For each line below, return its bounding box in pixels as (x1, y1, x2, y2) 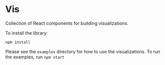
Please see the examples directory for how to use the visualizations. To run (5, 48, 161, 54)
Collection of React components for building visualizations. (5, 20, 128, 26)
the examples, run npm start (5, 54, 65, 60)
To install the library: (5, 30, 48, 36)
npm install (5, 39, 30, 45)
